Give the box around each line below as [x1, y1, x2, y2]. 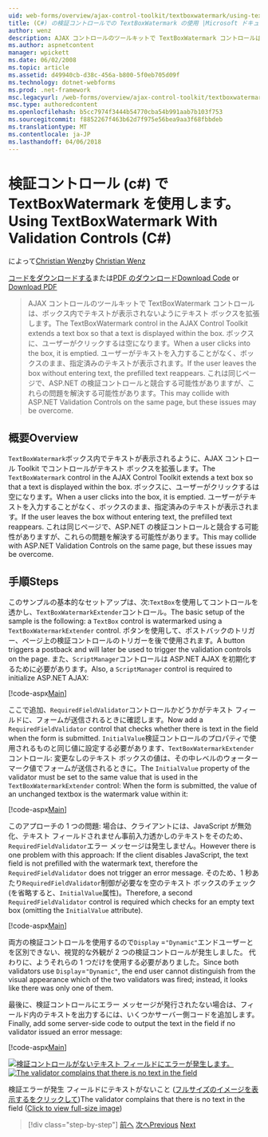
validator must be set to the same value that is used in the [8, 772, 198, 782]
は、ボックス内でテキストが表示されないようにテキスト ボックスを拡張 [27, 309, 260, 318]
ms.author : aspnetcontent [8, 41, 94, 49]
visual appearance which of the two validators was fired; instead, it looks [8, 975, 248, 985]
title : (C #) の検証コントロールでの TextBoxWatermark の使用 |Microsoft [8, 19, 238, 27]
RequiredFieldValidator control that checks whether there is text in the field [8, 724, 259, 734]
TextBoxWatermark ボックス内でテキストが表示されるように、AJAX [8, 454, 223, 464]
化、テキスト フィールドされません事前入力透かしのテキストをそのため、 [8, 831, 247, 841]
